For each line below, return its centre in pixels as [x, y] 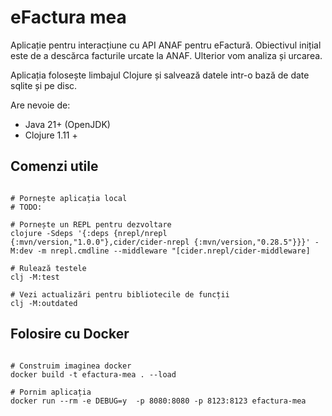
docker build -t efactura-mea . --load [93, 374]
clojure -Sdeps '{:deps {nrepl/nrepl [89, 233]
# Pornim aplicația [51, 392]
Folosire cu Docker [70, 334]
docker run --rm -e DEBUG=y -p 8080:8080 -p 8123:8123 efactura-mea [158, 401]
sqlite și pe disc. [44, 85]
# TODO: [26, 207]
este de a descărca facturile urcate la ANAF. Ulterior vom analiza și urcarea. [166, 55]
